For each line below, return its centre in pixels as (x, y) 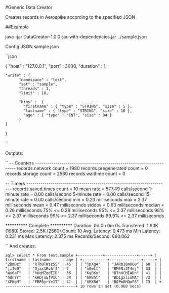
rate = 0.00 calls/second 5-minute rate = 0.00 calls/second (82, 194)
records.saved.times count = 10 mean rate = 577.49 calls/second (80, 189)
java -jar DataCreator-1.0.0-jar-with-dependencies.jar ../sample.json (76, 37)
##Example (17, 27)
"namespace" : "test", (43, 80)
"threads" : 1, (35, 89)
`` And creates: (21, 246)
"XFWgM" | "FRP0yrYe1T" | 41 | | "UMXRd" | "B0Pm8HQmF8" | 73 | (81, 282)
